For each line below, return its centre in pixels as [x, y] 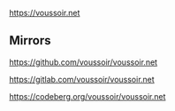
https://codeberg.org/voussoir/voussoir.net [87, 96]
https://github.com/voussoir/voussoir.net [83, 62]
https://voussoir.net [45, 13]
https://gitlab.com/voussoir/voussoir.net [82, 79]
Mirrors [30, 40]
